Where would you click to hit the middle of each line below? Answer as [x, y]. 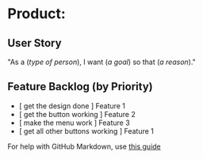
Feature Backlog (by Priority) [80, 87]
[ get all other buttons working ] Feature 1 [86, 131]
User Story [34, 43]
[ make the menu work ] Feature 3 [74, 123]
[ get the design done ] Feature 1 [72, 106]
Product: [37, 14]
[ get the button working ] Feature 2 [77, 114]
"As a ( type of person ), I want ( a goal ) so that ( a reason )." [101, 62]
